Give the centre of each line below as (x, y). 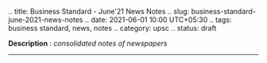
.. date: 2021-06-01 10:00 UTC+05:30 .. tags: (158, 20)
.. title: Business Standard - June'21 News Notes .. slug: (99, 11)
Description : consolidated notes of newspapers (88, 43)
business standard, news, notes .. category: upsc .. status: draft (112, 28)
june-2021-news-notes (46, 20)
